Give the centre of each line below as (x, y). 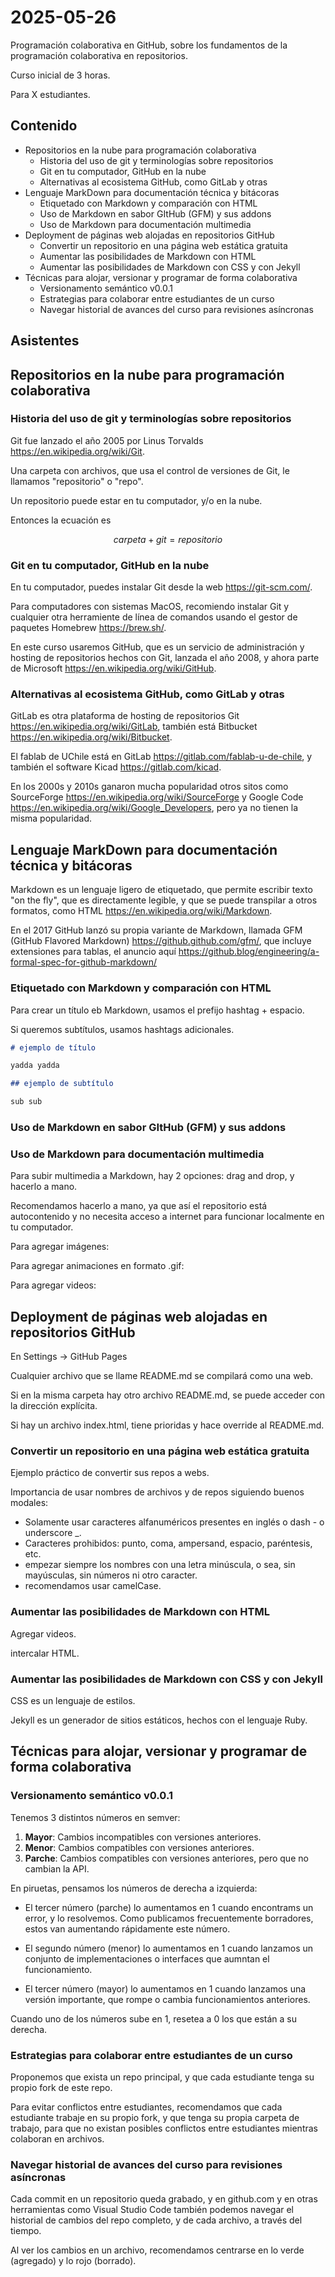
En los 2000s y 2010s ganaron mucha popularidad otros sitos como (149, 787)
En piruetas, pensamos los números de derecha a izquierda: (134, 1888)
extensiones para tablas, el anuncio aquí (93, 952)
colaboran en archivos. (57, 2138)
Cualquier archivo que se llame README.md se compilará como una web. (162, 1376)
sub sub (26, 1102)
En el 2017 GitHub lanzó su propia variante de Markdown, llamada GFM (156, 930)
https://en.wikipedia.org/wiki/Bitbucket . (91, 737)
